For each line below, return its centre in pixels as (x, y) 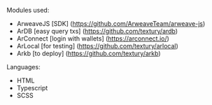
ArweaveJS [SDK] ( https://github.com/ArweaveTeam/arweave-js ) (111, 23)
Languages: (23, 67)
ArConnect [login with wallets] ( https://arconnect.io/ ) (93, 38)
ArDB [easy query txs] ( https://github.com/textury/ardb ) (97, 31)
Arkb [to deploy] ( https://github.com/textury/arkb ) (89, 53)
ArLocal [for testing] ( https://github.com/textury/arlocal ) (98, 46)
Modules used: (28, 10)
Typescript (32, 88)
